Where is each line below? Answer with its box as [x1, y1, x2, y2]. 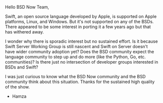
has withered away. [5, 29, 44, 34]
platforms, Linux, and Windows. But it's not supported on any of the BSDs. [5, 19, 154, 24]
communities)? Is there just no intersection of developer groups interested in [5, 59, 158, 65]
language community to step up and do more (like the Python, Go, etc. [5, 54, 146, 60]
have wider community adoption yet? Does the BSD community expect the [5, 49, 154, 54]
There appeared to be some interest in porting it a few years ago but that [5, 24, 151, 30]
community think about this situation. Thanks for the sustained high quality [5, 79, 155, 85]
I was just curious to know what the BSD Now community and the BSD [5, 74, 146, 79]
